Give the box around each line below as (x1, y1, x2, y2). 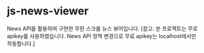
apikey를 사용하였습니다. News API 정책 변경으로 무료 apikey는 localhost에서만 (7, 32, 197, 40)
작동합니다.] (7, 40, 35, 47)
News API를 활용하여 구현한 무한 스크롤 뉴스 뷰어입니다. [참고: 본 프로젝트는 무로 (7, 25, 198, 32)
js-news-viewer (7, 4, 89, 18)
